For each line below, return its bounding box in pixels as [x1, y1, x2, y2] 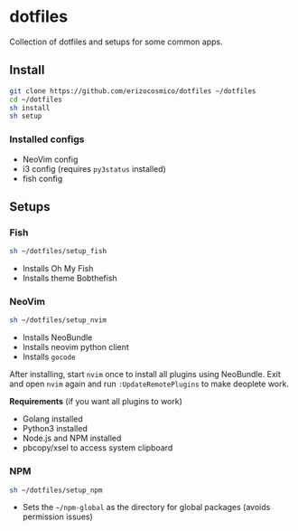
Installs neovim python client [22, 342, 129, 353]
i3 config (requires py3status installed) [22, 163, 167, 174]
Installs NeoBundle [22, 332, 93, 343]
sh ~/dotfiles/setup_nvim [9, 316, 107, 325]
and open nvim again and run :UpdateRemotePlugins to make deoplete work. [9, 378, 289, 390]
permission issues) [22, 511, 93, 522]
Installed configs [9, 133, 85, 146]
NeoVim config [22, 154, 79, 165]
